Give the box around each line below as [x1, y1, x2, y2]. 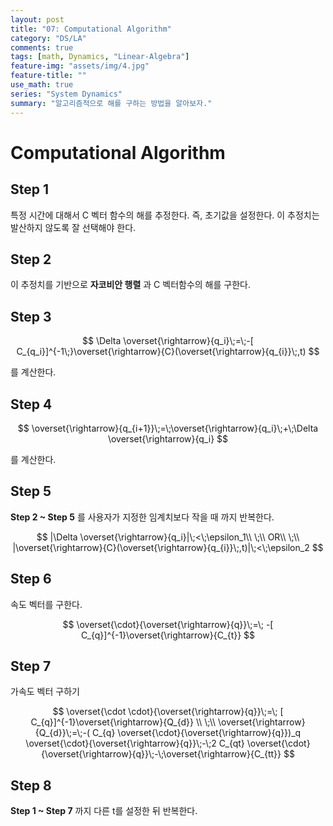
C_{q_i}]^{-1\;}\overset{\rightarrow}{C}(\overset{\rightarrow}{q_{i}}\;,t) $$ [16, 346, 320, 358]
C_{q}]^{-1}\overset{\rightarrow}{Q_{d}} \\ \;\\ [30, 716, 217, 728]
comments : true [10, 42, 74, 53]
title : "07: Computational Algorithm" [10, 24, 172, 34]
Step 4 [10, 396, 53, 413]
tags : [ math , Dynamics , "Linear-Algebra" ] [10, 52, 190, 62]
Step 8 [10, 777, 52, 794]
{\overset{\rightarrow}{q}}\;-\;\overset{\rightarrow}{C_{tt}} [41, 748, 282, 760]
